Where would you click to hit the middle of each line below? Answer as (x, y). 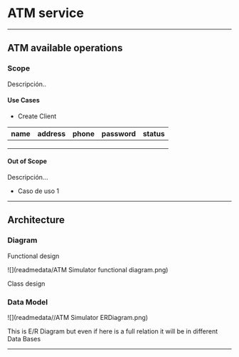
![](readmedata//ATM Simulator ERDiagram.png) (78, 318)
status (154, 133)
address (52, 133)
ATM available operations (65, 48)
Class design (26, 284)
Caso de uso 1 (38, 191)
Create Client (37, 116)
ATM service (46, 13)
